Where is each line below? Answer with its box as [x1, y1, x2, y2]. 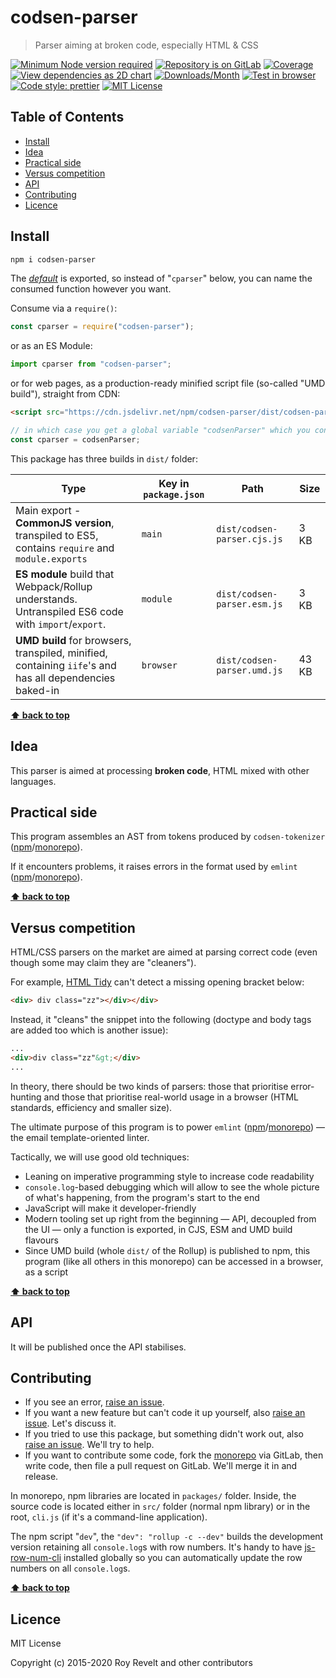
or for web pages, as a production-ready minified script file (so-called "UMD [10, 377, 326, 390]
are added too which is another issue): [10, 1024, 169, 1036]
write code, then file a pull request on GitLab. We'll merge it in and [24, 1460, 298, 1472]
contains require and [15, 541, 115, 555]
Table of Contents [10, 109, 125, 126]
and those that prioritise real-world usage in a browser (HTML [43, 1091, 299, 1103]
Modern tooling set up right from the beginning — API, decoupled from [24, 1212, 317, 1225]
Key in [158, 476, 190, 490]
